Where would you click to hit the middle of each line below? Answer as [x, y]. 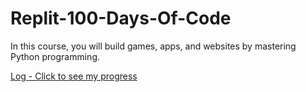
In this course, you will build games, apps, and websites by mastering [153, 46]
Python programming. [55, 56]
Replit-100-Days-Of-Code [121, 18]
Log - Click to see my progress [74, 76]
